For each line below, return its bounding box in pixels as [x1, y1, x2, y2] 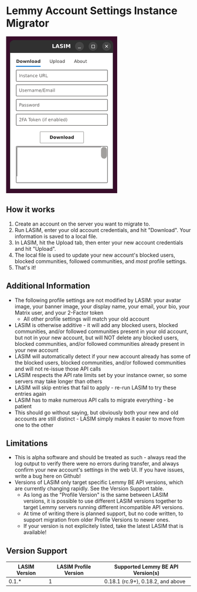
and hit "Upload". [14, 245, 56, 252]
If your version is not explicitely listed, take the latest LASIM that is [23, 523, 184, 530]
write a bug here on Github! [14, 473, 81, 480]
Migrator [6, 16, 50, 30]
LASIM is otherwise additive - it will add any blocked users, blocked [14, 321, 178, 328]
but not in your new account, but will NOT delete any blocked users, [14, 334, 179, 341]
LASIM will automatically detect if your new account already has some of [14, 352, 191, 359]
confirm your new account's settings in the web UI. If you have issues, [14, 466, 185, 473]
